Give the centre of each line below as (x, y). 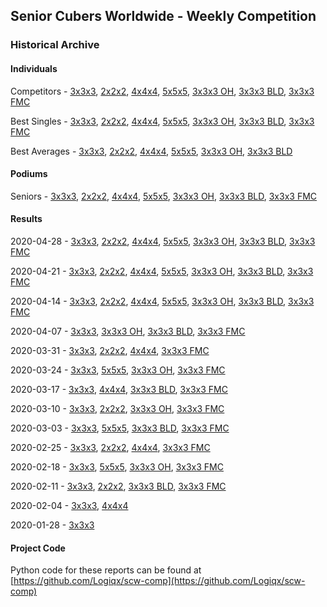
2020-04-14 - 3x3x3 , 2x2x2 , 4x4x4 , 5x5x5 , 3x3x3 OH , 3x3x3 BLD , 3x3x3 (162, 301)
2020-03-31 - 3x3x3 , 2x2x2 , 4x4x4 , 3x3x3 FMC (110, 350)
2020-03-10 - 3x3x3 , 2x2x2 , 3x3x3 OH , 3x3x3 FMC (117, 408)
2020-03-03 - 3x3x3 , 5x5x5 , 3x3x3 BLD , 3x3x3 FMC (120, 428)
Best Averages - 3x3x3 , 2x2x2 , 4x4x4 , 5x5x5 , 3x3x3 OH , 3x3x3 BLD (151, 151)
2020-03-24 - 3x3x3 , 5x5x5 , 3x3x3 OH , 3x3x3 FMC (118, 370)
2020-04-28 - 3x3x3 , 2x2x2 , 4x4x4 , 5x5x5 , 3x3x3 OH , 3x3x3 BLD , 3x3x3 (163, 241)
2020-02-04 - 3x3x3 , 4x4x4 (69, 505)
